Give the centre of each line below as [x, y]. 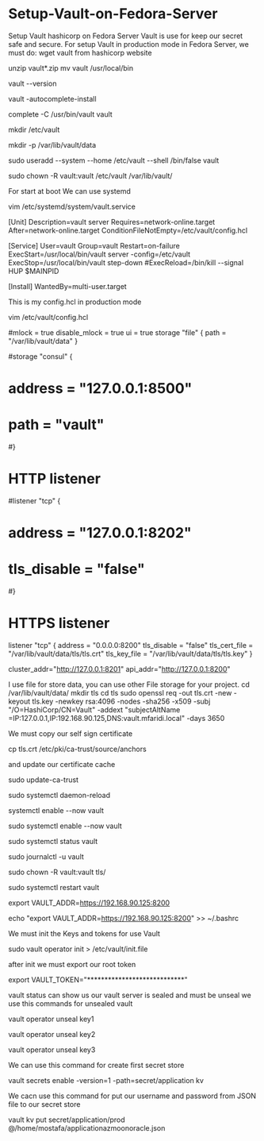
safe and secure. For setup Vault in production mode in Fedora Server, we [129, 44]
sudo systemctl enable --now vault [65, 826]
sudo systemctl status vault [53, 842]
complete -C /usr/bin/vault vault [60, 114]
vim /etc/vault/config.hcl [48, 317]
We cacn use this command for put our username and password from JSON [132, 1096]
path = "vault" [56, 425]
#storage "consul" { [40, 356]
